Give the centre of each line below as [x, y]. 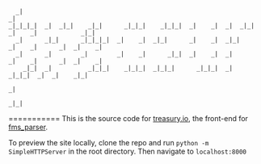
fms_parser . [28, 127]
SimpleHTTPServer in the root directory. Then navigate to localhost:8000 [127, 151]
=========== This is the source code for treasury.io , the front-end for [128, 118]
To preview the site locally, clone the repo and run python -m [109, 143]
